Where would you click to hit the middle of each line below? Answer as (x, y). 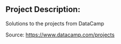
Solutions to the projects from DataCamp (55, 23)
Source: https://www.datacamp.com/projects (60, 35)
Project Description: (43, 10)
